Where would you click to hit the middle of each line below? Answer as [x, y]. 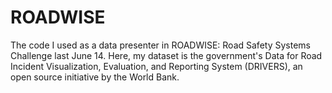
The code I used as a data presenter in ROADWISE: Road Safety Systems [160, 45]
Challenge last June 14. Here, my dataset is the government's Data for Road [166, 55]
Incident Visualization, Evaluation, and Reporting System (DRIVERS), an [156, 66]
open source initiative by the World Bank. [95, 77]
